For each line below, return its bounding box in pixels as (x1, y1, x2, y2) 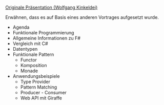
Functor (20, 57, 37, 63)
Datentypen (12, 46, 38, 52)
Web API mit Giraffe (20, 95, 63, 101)
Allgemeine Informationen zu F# (12, 35, 81, 41)
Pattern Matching (20, 84, 57, 90)
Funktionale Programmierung (12, 30, 74, 35)
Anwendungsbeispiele (12, 73, 60, 79)
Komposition (20, 62, 47, 68)
